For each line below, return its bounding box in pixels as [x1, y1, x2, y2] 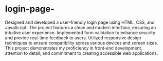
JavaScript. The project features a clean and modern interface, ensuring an [5, 24, 156, 30]
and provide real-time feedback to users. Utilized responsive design [5, 35, 141, 41]
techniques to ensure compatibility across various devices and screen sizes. [5, 40, 158, 46]
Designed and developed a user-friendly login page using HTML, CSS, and [5, 19, 155, 25]
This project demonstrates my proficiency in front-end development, [5, 45, 143, 51]
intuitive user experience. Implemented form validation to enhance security [5, 30, 156, 35]
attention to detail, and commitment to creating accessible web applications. [5, 50, 158, 56]
